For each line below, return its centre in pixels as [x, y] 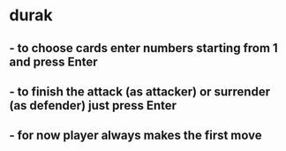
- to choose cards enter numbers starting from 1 [143, 48]
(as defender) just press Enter [93, 106]
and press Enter [54, 61]
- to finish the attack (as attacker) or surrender [140, 91]
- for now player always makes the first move [135, 136]
